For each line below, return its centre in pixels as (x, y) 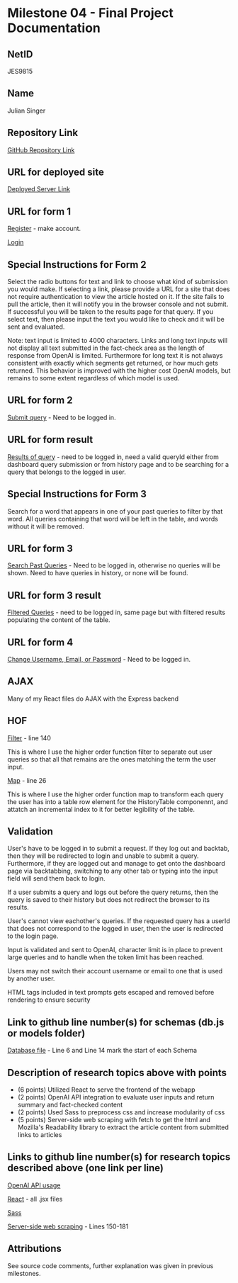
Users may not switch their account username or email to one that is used (115, 971)
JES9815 (20, 71)
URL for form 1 (39, 211)
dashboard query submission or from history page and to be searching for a (118, 464)
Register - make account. (44, 229)
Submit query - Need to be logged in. (62, 417)
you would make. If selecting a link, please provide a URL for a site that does (119, 289)
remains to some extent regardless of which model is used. (93, 378)
